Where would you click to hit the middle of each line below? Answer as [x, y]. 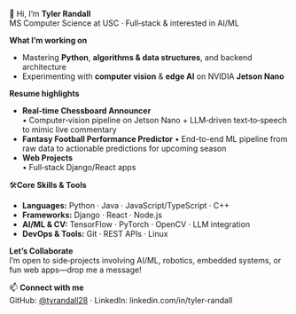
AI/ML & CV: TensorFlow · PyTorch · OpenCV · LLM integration [136, 224]
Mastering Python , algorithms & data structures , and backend [137, 57]
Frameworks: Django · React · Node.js [92, 215]
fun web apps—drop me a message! [75, 270]
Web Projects [47, 158]
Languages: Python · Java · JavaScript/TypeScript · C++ [126, 205]
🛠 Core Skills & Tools [48, 185]
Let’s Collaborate [41, 251]
